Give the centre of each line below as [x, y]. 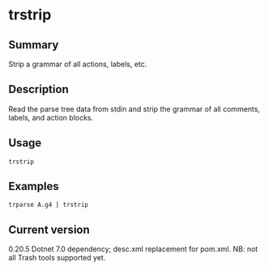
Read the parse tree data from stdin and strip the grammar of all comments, [134, 109]
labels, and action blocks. [51, 117]
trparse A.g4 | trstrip [49, 205]
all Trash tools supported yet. [57, 258]
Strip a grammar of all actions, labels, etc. [78, 64]
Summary [34, 45]
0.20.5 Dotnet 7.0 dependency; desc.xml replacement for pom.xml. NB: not [133, 249]
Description [38, 89]
